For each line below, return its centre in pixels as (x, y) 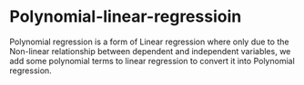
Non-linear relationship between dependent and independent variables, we (150, 51)
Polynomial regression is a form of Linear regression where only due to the (149, 42)
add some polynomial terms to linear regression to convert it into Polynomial (152, 61)
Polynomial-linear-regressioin (126, 17)
